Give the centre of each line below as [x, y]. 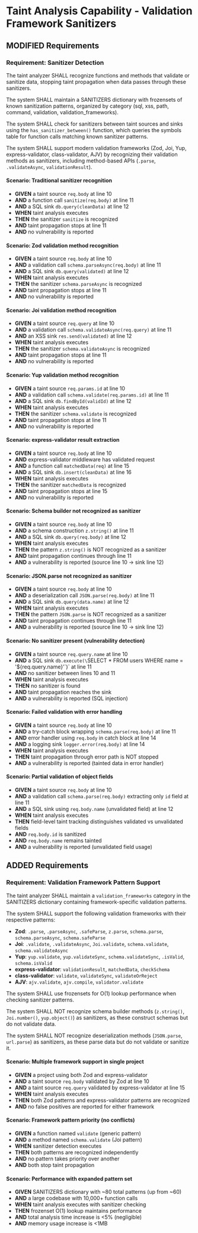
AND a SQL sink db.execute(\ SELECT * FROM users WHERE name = [99, 660]
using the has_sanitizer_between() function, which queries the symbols [94, 130]
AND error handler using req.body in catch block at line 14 [85, 738]
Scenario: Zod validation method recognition [63, 245]
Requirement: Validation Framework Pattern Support [83, 882]
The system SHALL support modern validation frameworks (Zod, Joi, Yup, [96, 148]
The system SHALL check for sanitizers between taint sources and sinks [95, 124]
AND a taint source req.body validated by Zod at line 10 [82, 1081]
